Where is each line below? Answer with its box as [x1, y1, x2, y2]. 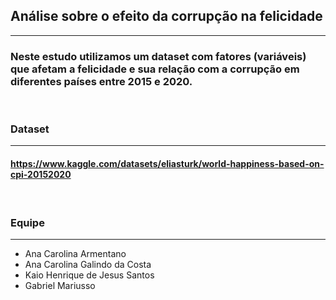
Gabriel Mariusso [24, 279, 96, 291]
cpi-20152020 [10, 169, 72, 180]
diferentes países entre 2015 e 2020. [10, 74, 193, 88]
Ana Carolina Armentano [24, 247, 127, 259]
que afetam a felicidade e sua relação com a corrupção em [10, 62, 300, 76]
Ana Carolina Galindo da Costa [24, 258, 152, 270]
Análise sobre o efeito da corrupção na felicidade [10, 8, 323, 25]
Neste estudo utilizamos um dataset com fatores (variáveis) [10, 49, 307, 63]
